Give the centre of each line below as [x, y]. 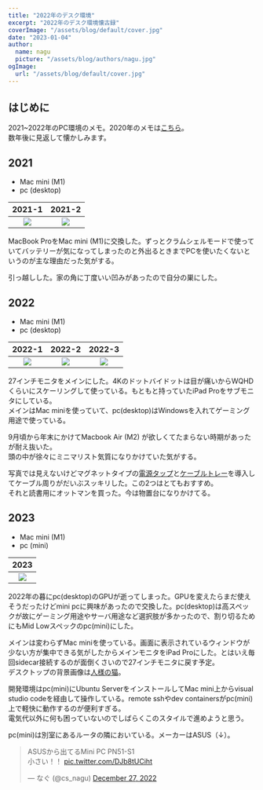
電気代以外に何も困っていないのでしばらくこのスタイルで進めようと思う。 [128, 718]
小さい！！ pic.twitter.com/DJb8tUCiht [90, 761]
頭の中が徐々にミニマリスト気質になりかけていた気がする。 [104, 457]
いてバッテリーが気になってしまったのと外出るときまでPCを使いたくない [126, 251]
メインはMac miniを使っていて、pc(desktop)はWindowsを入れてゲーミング [129, 411]
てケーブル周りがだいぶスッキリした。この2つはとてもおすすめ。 [113, 483]
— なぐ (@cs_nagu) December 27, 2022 [92, 777]
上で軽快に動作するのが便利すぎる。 [67, 708]
